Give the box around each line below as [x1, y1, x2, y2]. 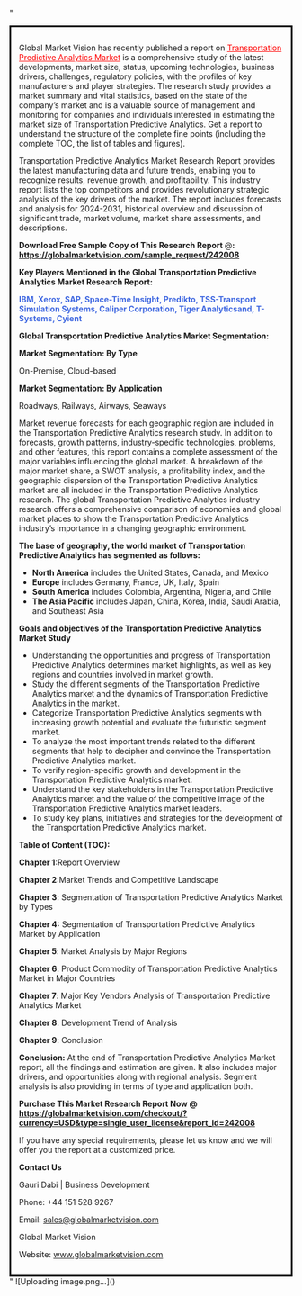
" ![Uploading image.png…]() [9, 1276, 116, 1286]
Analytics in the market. [31, 697, 120, 708]
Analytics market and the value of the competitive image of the [31, 794, 265, 804]
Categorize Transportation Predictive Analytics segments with [31, 707, 262, 718]
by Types [19, 902, 54, 912]
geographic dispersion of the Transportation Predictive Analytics [19, 475, 259, 485]
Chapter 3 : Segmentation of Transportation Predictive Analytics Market [19, 892, 283, 903]
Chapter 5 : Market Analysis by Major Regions [19, 946, 187, 957]
